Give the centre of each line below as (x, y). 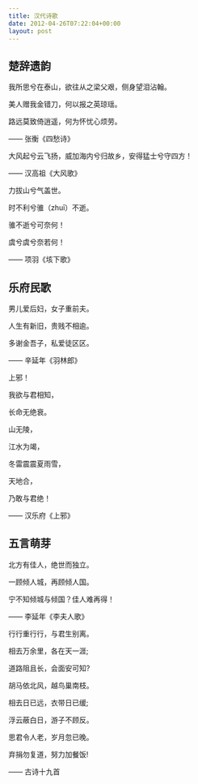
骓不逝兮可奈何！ (37, 225)
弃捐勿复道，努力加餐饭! (48, 754)
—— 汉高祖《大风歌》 (45, 173)
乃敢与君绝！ (29, 498)
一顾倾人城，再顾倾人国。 (51, 582)
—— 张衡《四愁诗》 (41, 139)
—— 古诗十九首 (34, 771)
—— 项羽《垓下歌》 (41, 260)
